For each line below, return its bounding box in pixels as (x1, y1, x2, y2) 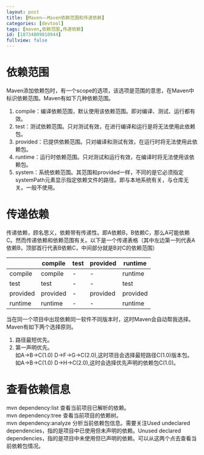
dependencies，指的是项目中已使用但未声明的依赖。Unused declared (6, 427, 181, 434)
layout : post (6, 9, 40, 15)
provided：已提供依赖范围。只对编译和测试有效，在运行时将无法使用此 (15, 138, 193, 145)
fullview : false (6, 37, 47, 43)
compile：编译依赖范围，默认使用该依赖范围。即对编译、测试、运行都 (15, 107, 190, 115)
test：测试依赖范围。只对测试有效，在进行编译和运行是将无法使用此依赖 (15, 123, 196, 130)
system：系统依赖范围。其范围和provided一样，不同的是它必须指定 (15, 169, 184, 176)
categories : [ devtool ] (6, 20, 64, 26)
